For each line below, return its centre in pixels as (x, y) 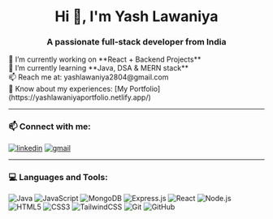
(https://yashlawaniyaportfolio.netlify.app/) (80, 97)
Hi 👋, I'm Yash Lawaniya (136, 17)
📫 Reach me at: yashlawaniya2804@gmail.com (89, 77)
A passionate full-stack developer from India (136, 42)
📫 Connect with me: (50, 127)
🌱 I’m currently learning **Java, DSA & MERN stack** (99, 68)
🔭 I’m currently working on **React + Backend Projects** (105, 59)
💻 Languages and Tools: (58, 178)
